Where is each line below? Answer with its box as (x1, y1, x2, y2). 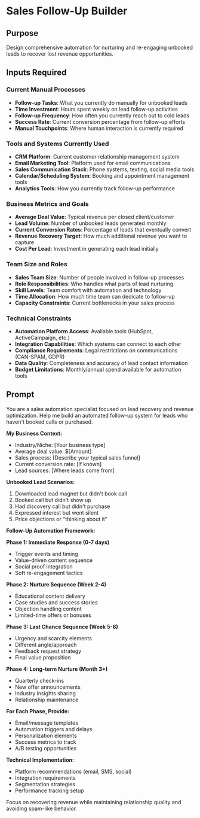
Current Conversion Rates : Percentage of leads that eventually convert (14, 226, 192, 233)
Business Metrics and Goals (6, 199, 89, 208)
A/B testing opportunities (14, 744, 77, 752)
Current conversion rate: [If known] (14, 460, 102, 467)
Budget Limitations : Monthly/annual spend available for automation (14, 366, 181, 373)
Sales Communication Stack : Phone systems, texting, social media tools (14, 166, 195, 173)
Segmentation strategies (14, 780, 76, 787)
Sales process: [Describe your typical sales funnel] (14, 454, 140, 461)
